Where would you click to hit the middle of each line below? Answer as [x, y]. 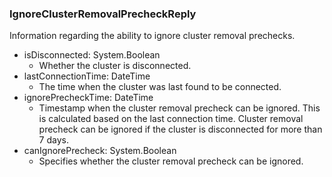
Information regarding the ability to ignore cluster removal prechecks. [152, 36]
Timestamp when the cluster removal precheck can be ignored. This [179, 108]
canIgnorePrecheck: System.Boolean [100, 151]
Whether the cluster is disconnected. [115, 66]
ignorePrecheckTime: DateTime [88, 98]
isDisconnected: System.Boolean [92, 55]
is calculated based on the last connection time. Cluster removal [171, 119]
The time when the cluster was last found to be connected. [160, 87]
